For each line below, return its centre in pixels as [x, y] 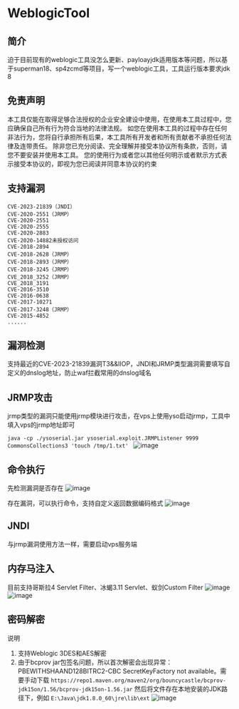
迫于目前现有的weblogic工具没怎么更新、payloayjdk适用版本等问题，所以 [115, 59]
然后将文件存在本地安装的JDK [178, 688]
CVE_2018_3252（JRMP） [40, 277]
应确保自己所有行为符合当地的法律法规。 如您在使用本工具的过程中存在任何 [117, 128]
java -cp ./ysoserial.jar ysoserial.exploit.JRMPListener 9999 [103, 439]
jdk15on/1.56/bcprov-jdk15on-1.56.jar [75, 689]
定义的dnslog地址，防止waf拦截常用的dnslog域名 [79, 373]
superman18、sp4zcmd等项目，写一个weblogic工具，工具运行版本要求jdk [122, 68]
